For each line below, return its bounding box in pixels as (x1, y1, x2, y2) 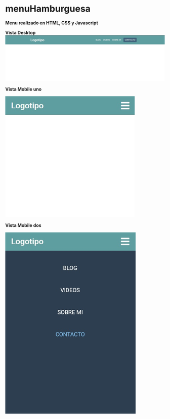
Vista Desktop (5, 29, 36, 35)
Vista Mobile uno (5, 86, 42, 92)
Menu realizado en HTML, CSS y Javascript (5, 20, 99, 26)
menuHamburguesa (5, 3, 91, 15)
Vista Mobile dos (5, 222, 41, 228)
